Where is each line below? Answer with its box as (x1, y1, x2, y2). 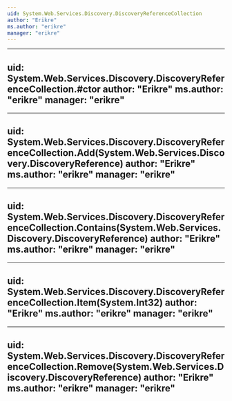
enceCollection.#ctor (7, 83, 101, 95)
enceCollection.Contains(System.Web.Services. (7, 222, 222, 234)
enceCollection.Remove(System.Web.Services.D (7, 361, 224, 373)
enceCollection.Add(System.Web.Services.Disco (7, 147, 225, 159)
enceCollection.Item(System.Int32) (7, 297, 164, 309)
